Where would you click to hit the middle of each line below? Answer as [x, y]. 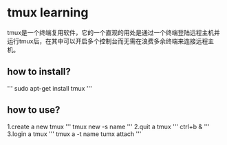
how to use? [34, 110]
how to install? [39, 72]
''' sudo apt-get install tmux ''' [50, 88]
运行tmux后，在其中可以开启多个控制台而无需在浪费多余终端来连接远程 [108, 41]
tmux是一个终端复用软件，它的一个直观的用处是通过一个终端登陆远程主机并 [113, 32]
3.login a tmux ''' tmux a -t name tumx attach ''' [74, 134]
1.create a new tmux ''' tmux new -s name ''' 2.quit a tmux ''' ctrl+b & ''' [108, 126]
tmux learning [48, 13]
